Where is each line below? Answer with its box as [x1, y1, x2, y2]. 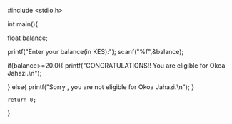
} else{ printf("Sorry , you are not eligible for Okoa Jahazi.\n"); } [7, 83, 195, 91]
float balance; [7, 33, 48, 42]
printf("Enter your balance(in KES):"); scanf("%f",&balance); [7, 48, 184, 56]
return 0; [7, 96, 37, 103]
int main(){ [7, 20, 39, 28]
